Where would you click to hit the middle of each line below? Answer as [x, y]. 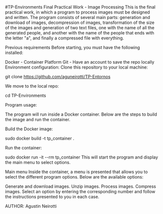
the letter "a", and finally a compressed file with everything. [64, 38]
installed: [14, 53]
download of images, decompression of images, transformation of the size [80, 22]
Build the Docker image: [29, 129]
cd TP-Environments [26, 95]
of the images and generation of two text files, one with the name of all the [80, 28]
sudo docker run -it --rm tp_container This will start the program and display [81, 157]
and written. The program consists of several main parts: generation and [78, 17]
